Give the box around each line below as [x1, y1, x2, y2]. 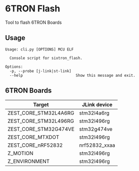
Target [33, 101, 49, 108]
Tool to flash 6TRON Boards [5, 19, 62, 25]
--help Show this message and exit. [9, 73, 136, 78]
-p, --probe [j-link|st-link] [9, 68, 71, 73]
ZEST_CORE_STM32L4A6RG [7, 110, 74, 116]
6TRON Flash [5, 3, 61, 14]
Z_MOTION [7, 150, 34, 157]
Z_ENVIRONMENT [7, 158, 50, 165]
